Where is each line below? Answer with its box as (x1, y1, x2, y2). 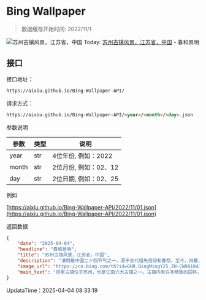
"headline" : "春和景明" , (17, 246, 77, 252)
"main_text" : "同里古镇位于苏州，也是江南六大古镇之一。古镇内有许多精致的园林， (17, 269, 202, 275)
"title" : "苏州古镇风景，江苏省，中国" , (17, 252, 110, 258)
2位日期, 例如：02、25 (51, 174, 119, 183)
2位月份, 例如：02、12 (51, 163, 119, 171)
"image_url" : (17, 263, 51, 269)
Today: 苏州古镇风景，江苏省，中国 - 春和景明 (83, 38, 199, 45)
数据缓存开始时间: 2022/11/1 (21, 25, 92, 32)
